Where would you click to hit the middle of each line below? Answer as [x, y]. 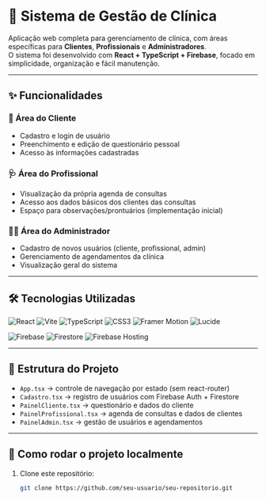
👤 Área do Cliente [42, 118]
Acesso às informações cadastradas [79, 152]
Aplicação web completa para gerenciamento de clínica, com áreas [118, 38]
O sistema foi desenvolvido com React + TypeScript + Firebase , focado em [132, 55]
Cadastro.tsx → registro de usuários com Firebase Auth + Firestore [129, 396]
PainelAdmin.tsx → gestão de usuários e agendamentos [111, 422]
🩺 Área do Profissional [53, 174]
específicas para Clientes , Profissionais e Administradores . [108, 46]
